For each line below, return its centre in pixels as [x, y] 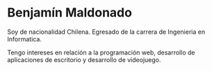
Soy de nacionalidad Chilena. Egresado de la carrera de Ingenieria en [106, 32]
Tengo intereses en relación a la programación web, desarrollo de [101, 52]
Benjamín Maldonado [70, 13]
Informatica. [24, 39]
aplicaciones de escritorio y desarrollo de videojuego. [84, 59]
